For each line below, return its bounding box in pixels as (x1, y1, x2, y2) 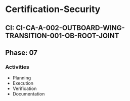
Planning (12, 75, 31, 81)
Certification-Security (5, 4, 101, 15)
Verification (12, 85, 37, 91)
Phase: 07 (5, 48, 38, 57)
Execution (12, 80, 34, 86)
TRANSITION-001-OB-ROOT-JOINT (5, 31, 119, 40)
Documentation (12, 91, 45, 97)
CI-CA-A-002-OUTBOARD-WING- (16, 24, 125, 32)
